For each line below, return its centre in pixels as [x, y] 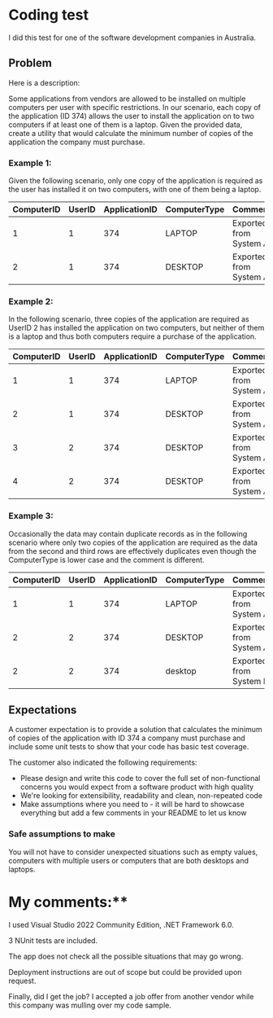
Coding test [49, 15]
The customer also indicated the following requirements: [103, 762]
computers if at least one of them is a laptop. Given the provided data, [126, 125]
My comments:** [68, 902]
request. [22, 981]
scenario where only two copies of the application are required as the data [133, 542]
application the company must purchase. [77, 142]
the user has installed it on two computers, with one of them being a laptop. [135, 190]
